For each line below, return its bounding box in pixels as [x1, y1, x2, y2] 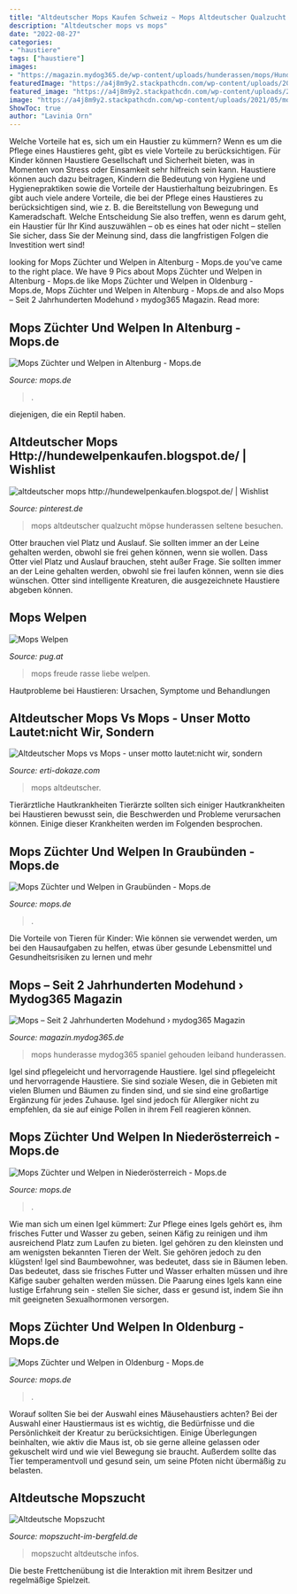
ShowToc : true [9, 104, 62, 113]
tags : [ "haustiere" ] [9, 54, 86, 63]
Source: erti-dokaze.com [9, 766, 100, 776]
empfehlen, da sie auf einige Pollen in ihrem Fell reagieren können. [9, 1104, 252, 1115]
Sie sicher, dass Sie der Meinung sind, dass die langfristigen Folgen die [9, 230, 269, 241]
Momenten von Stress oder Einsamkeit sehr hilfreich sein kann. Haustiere [9, 165, 277, 175]
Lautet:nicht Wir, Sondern [9, 724, 155, 740]
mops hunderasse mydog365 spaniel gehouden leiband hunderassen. [30, 1049, 286, 1060]
